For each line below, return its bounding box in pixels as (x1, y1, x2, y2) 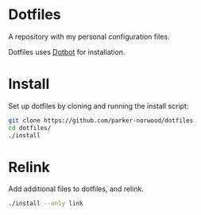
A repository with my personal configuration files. (8, 32, 170, 41)
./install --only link (8, 200, 83, 208)
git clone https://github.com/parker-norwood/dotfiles (8, 117, 194, 125)
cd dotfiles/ (8, 124, 52, 132)
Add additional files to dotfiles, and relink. (8, 184, 145, 194)
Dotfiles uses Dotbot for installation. (8, 47, 126, 56)
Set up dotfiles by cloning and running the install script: (8, 101, 189, 110)
